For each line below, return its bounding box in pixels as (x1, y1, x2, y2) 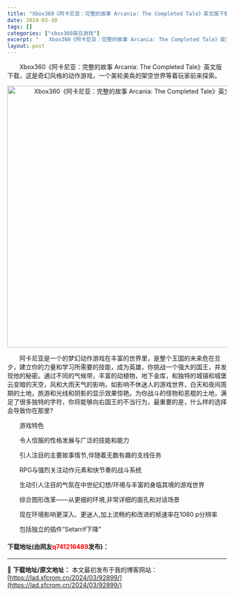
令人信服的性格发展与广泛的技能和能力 (19, 436, 130, 444)
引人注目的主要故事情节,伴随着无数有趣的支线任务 (19, 451, 162, 459)
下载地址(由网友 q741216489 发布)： (7, 542, 109, 551)
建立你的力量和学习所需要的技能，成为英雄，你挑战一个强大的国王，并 (19, 363, 221, 371)
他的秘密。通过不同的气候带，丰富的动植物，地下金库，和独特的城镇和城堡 (13, 371, 227, 380)
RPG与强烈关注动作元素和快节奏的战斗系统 (19, 465, 142, 474)
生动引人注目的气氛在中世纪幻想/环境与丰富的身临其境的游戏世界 (19, 481, 205, 489)
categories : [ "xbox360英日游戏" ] (7, 29, 100, 37)
